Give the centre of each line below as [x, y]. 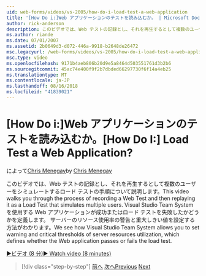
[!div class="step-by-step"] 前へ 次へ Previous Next [86, 266]
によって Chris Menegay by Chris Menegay [59, 171]
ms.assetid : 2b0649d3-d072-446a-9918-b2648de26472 [72, 47]
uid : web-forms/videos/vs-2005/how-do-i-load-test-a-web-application [97, 12]
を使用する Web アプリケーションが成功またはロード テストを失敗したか [97, 212]
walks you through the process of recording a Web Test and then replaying [101, 198]
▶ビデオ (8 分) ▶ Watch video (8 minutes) [59, 253]
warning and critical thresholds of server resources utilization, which [93, 234]
